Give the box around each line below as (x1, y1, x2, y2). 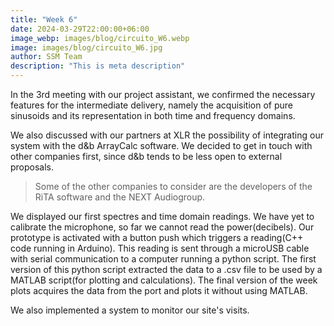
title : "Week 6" (10, 14, 78, 25)
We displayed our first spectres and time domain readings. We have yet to (10, 211, 315, 222)
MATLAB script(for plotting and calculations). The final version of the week (10, 274, 318, 286)
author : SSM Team (10, 52, 83, 62)
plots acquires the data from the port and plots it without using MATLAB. (10, 285, 308, 296)
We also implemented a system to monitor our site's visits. (10, 304, 250, 316)
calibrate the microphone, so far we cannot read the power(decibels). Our (10, 221, 315, 233)
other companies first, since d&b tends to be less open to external (10, 151, 283, 162)
